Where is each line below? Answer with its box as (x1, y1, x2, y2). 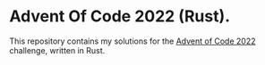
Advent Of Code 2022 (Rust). (9, 6, 231, 27)
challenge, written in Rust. (9, 45, 106, 55)
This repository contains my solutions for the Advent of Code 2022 (9, 36, 256, 46)
